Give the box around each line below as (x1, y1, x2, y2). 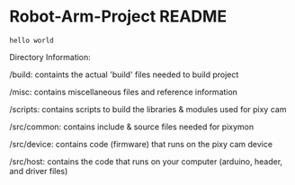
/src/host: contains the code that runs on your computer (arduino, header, (9, 155, 283, 167)
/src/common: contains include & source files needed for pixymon (9, 121, 255, 132)
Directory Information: (9, 51, 92, 62)
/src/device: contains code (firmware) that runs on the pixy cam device (9, 138, 273, 149)
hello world (9, 36, 54, 45)
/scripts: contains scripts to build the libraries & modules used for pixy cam (9, 103, 287, 114)
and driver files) (9, 165, 68, 176)
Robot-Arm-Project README (9, 6, 228, 27)
